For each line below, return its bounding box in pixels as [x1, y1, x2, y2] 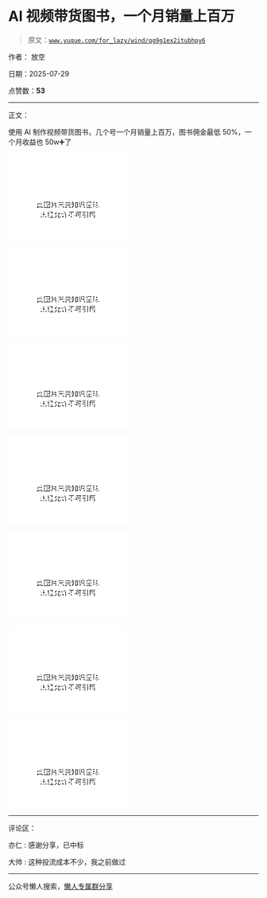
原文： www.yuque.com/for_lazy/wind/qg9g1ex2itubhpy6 [27, 35, 206, 45]
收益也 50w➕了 [21, 137, 72, 146]
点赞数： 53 [8, 85, 45, 96]
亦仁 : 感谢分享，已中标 [8, 840, 84, 849]
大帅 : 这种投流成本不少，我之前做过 [8, 857, 126, 866]
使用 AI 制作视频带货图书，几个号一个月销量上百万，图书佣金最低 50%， [8, 127, 246, 136]
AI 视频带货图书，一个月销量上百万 [8, 7, 235, 25]
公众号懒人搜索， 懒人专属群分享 [8, 881, 113, 891]
